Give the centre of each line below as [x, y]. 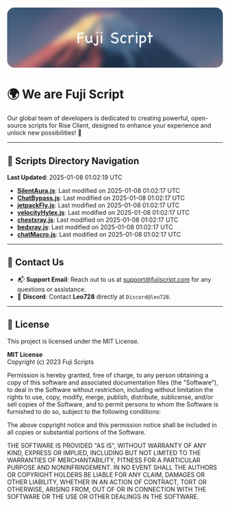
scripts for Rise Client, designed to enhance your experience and [120, 126]
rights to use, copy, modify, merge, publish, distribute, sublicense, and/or [110, 397]
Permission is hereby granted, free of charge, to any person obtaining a [108, 375]
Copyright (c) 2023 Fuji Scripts [51, 362]
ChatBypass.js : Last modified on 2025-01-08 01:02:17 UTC [101, 198]
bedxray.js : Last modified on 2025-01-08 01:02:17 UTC [95, 227]
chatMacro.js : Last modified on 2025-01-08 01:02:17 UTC [99, 235]
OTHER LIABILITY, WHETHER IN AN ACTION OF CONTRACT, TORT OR [107, 482]
